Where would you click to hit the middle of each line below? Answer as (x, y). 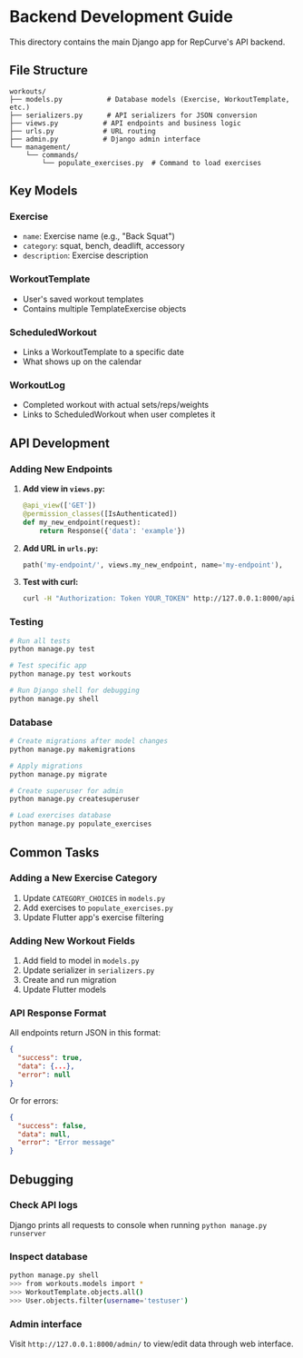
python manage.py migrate (58, 774)
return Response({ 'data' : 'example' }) (112, 530)
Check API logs (44, 1205)
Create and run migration (69, 980)
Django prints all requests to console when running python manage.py (138, 1224)
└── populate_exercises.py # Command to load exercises (151, 163)
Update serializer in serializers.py (88, 970)
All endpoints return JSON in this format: (85, 1033)
